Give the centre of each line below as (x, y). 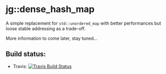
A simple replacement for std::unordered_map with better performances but (84, 23)
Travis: (20, 66)
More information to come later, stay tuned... (52, 38)
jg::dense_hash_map (50, 9)
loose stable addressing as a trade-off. (46, 28)
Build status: (26, 54)
